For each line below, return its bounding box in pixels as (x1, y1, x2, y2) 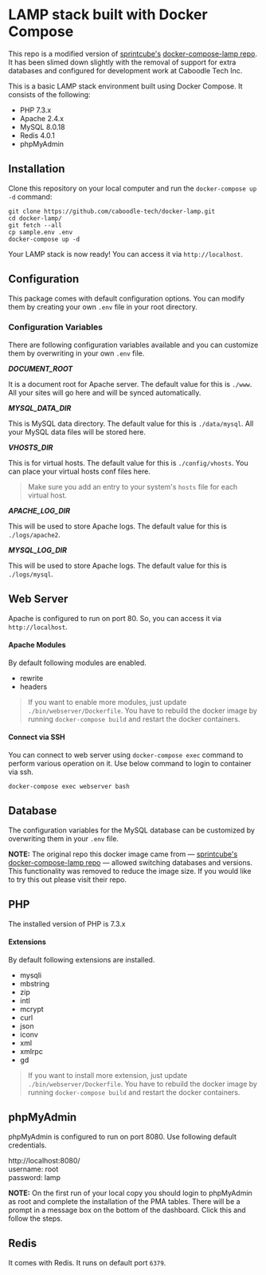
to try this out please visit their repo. (8, 875, 127, 884)
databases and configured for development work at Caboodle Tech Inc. (8, 65, 243, 75)
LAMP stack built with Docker (8, 6, 209, 24)
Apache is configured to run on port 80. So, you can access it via (8, 613, 221, 623)
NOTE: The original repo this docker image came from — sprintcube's (8, 849, 238, 859)
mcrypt (19, 1004, 44, 1013)
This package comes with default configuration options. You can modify (8, 293, 245, 303)
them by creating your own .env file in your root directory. (8, 301, 198, 312)
